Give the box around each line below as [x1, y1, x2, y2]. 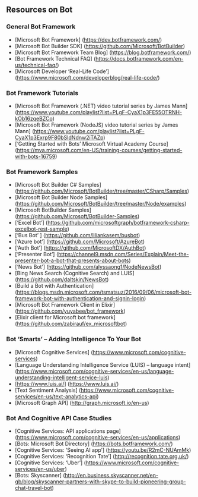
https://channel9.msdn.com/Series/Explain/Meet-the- [58, 251, 189, 258]
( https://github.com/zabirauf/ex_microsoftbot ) [14, 320, 127, 328]
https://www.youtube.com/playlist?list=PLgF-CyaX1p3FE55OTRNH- [17, 108, 183, 115]
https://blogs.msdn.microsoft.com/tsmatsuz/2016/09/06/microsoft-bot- [17, 288, 191, 296]
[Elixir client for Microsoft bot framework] [14, 314, 116, 321]
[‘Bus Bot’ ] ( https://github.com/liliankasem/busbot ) [14, 232, 140, 239]
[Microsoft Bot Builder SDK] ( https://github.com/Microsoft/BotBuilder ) [14, 42, 186, 49]
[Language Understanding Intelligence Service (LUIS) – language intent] [14, 361, 191, 368]
